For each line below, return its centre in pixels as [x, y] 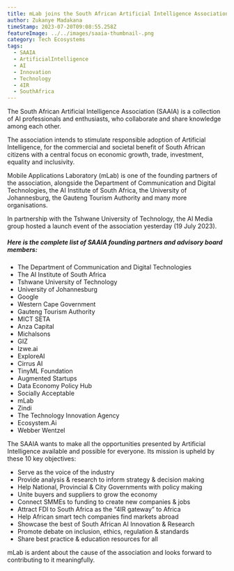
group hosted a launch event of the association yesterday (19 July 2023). [112, 226]
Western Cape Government [56, 304]
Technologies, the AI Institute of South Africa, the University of [97, 191]
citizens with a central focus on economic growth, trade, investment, [106, 155]
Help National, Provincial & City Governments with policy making [110, 487]
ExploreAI [31, 356]
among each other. [34, 126]
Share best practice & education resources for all [87, 539]
